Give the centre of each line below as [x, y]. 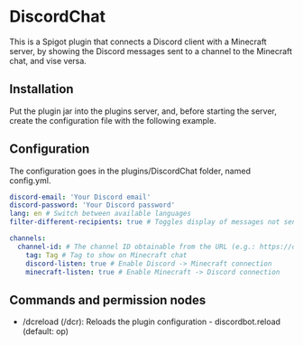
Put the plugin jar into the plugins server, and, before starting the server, [143, 111]
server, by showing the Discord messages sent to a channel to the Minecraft [151, 51]
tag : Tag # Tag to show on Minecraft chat [106, 255]
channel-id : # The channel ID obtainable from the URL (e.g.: [137, 247]
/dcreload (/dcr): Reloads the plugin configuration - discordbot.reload [151, 322]
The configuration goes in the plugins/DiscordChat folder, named [130, 171]
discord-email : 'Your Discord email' [80, 197]
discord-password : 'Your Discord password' [92, 205]
